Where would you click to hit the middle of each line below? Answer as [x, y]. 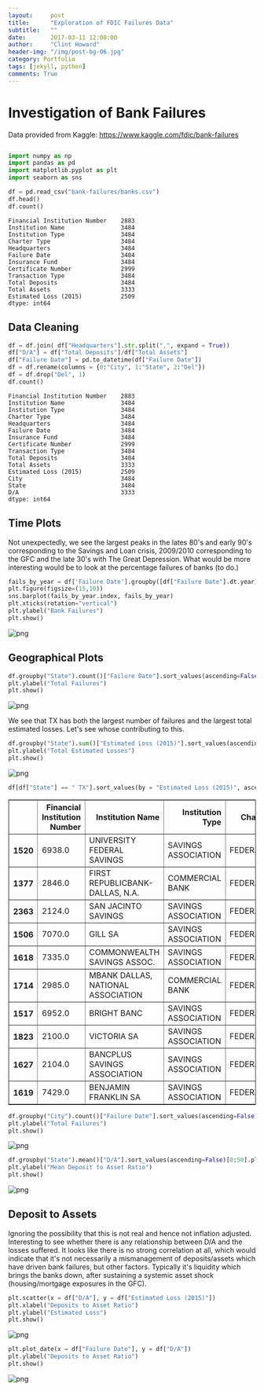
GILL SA [104, 934]
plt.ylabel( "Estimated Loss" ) [58, 1312]
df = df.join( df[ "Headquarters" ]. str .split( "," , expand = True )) [119, 345]
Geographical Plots [56, 658]
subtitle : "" [33, 30]
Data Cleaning [44, 327]
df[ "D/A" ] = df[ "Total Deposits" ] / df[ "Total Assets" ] [98, 353]
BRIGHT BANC [116, 1013]
